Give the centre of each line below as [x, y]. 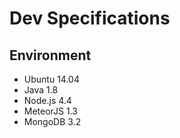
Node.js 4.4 [47, 100]
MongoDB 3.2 [52, 121]
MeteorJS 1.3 [50, 111]
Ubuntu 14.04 [51, 79]
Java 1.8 [41, 90]
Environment [50, 55]
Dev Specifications [90, 18]
